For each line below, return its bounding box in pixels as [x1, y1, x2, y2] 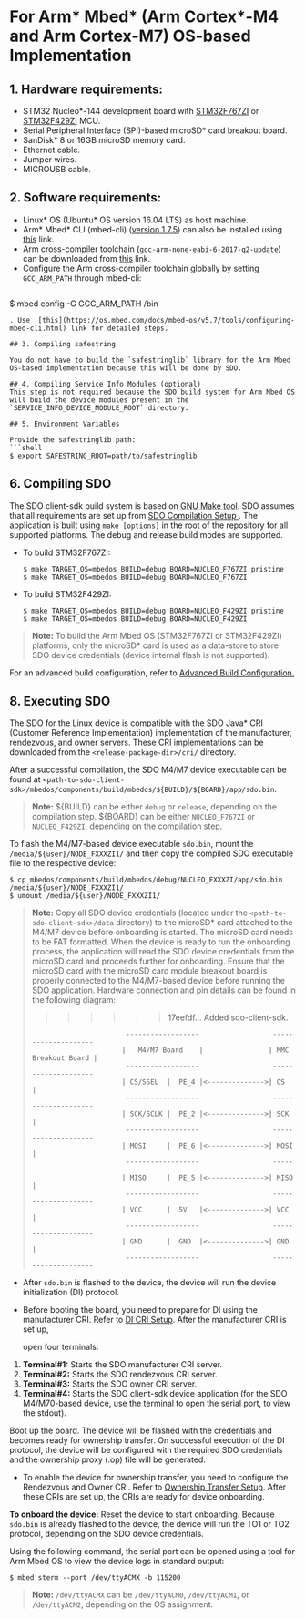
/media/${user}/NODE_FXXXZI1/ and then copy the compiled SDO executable [9, 848, 294, 859]
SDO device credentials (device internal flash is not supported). [31, 649, 270, 660]
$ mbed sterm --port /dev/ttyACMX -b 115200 [9, 1573, 181, 1583]
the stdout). [22, 1408, 66, 1418]
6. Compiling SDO [9, 476, 112, 491]
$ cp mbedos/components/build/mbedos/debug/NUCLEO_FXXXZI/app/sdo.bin [9, 875, 283, 885]
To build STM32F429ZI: [22, 588, 112, 599]
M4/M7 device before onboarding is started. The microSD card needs [31, 927, 294, 938]
